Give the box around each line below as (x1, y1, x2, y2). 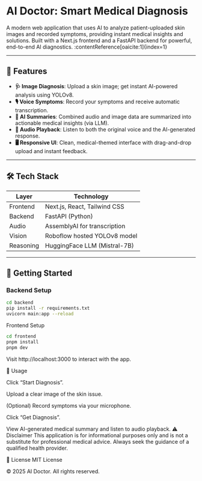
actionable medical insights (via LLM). (14, 119, 109, 127)
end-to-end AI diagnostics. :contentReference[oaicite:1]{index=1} (6, 43, 168, 50)
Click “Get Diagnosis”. (6, 413, 61, 421)
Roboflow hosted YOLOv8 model (44, 231, 138, 240)
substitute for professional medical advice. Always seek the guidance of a (6, 438, 189, 445)
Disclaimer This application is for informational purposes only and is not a (6, 431, 188, 439)
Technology (73, 192, 109, 201)
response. (14, 132, 40, 139)
